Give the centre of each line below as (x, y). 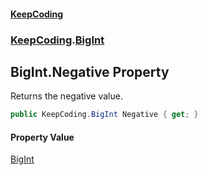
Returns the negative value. (66, 96)
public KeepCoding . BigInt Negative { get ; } (104, 115)
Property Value (42, 137)
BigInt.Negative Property (90, 71)
